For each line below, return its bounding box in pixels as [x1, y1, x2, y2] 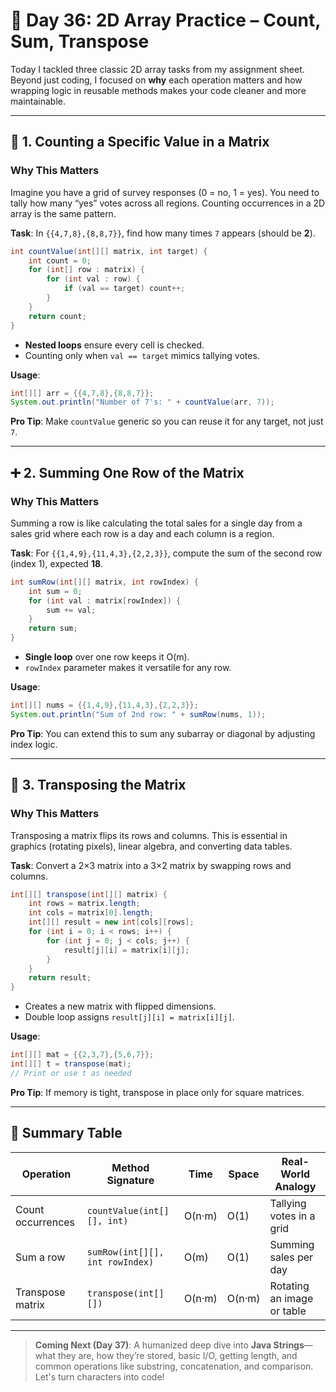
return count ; [28, 311, 87, 321]
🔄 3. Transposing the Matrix [10, 777, 187, 794]
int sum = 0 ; [28, 586, 83, 596]
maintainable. [10, 95, 66, 107]
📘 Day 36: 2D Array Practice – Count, [10, 9, 321, 32]
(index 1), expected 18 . [10, 557, 104, 569]
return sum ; [28, 624, 78, 634]
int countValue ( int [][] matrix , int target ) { [10, 246, 208, 256]
